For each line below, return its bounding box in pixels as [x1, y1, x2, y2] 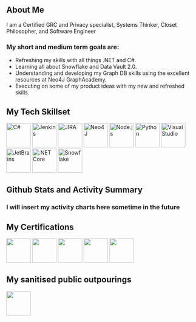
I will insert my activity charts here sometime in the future [6, 203, 180, 212]
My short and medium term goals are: [6, 43, 120, 51]
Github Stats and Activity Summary [6, 185, 143, 195]
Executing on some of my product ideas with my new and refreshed [15, 82, 185, 90]
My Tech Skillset [6, 107, 70, 117]
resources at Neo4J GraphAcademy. [15, 76, 107, 83]
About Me [6, 5, 44, 15]
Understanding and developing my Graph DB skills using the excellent [15, 69, 190, 77]
